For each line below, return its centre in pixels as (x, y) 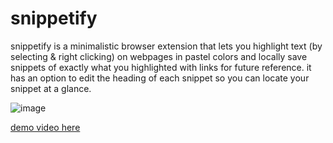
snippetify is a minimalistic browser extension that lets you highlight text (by (166, 46)
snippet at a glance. (51, 88)
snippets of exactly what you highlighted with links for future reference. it (161, 67)
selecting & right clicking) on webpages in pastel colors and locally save (159, 56)
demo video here (45, 127)
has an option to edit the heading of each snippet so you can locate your (160, 78)
